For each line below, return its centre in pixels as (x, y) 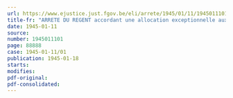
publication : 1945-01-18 (43, 59)
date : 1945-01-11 (32, 26)
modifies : (21, 71)
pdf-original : (28, 78)
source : (18, 33)
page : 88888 (24, 46)
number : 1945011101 (35, 39)
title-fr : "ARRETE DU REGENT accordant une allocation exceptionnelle (111, 20)
